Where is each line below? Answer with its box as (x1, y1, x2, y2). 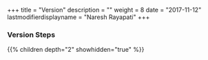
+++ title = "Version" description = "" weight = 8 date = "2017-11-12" (7, 6, 202, 14)
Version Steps (7, 30, 56, 40)
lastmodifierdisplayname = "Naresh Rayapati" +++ (7, 13, 150, 21)
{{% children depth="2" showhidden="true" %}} (7, 46, 145, 54)
